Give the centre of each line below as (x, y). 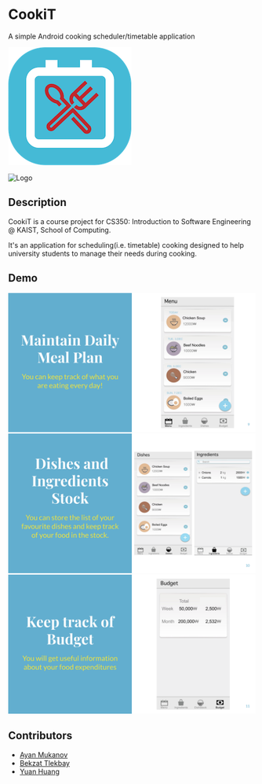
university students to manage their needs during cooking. (103, 253)
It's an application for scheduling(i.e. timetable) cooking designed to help (126, 245)
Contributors (40, 736)
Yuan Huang (40, 771)
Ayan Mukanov (44, 755)
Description (37, 202)
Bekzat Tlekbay (45, 763)
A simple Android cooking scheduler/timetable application (102, 36)
